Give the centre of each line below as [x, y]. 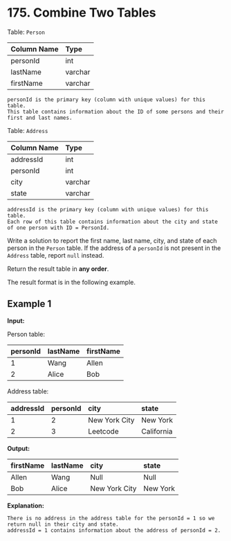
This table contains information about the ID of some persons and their [116, 112]
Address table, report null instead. [56, 255]
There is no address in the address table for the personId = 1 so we [111, 518]
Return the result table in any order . [58, 269]
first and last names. [40, 118]
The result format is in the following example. [72, 282]
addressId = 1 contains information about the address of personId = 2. [114, 530]
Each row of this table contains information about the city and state [112, 222]
